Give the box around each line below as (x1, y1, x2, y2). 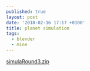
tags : (6, 31, 19, 37)
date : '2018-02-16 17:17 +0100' (6, 20, 85, 25)
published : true (6, 8, 46, 15)
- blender (11, 36, 35, 42)
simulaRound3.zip (6, 57, 49, 65)
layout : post (6, 14, 38, 20)
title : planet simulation (6, 25, 69, 31)
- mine (11, 42, 28, 48)
